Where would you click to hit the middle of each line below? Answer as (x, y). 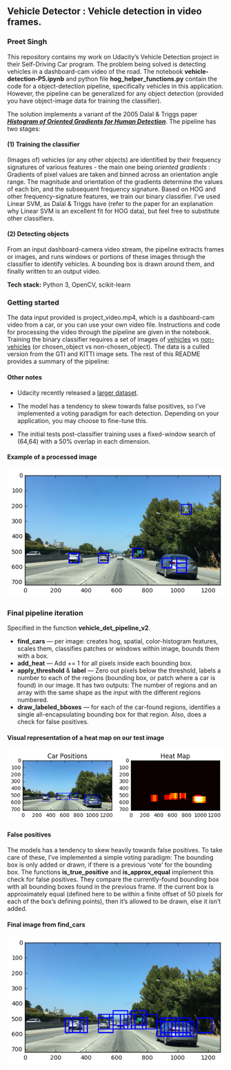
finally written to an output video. (54, 271)
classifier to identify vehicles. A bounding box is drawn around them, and (111, 264)
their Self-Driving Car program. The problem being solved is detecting (107, 64)
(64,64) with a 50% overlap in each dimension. (84, 441)
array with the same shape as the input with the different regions (109, 692)
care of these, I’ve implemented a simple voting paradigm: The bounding (110, 857)
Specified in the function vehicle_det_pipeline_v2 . (79, 628)
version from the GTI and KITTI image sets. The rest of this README (104, 354)
